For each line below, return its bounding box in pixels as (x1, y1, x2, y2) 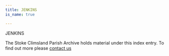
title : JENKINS (5, 7, 37, 12)
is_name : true (5, 12, 35, 17)
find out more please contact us (5, 45, 72, 51)
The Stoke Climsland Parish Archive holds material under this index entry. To (5, 39, 164, 45)
